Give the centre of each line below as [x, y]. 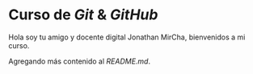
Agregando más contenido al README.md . [80, 61]
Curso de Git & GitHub [83, 15]
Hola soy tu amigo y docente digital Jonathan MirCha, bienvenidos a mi [127, 37]
